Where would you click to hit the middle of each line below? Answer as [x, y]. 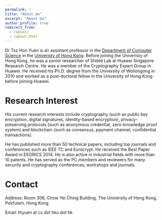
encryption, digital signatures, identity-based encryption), [62, 119]
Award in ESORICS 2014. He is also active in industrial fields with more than [80, 154]
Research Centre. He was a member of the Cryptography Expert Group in [78, 65]
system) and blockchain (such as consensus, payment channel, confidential [81, 129]
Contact [22, 184]
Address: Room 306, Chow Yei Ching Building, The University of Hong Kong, [81, 198]
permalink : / [18, 9]
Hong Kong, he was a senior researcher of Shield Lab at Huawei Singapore [80, 61]
